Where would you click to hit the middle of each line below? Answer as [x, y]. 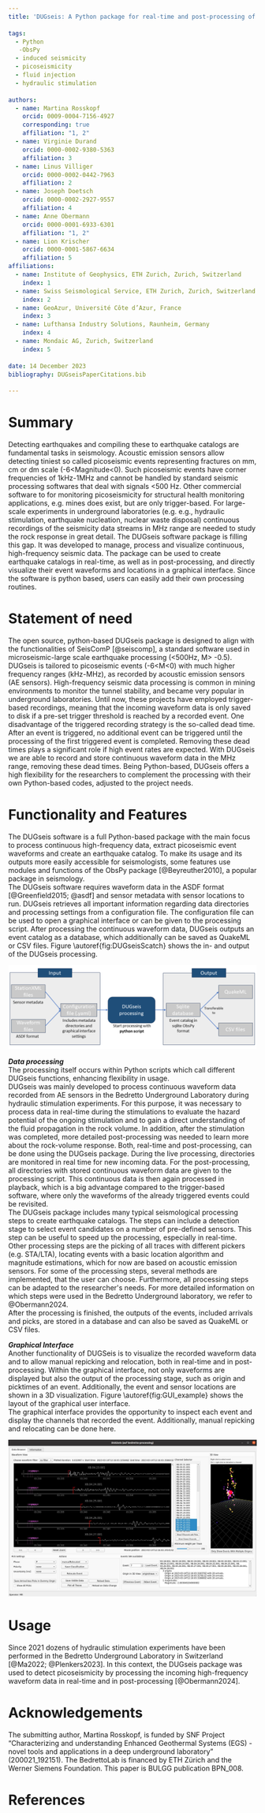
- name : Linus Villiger [54, 166]
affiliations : [32, 267]
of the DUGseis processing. [53, 953]
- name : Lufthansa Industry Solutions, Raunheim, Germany [113, 325]
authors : [22, 100]
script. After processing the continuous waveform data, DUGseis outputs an [131, 929]
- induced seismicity [51, 58]
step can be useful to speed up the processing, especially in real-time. [123, 1237]
